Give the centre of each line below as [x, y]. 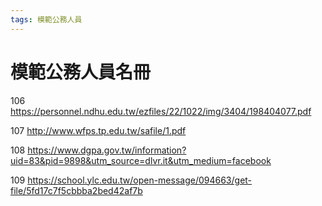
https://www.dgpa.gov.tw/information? [107, 150]
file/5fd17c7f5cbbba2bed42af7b [76, 190]
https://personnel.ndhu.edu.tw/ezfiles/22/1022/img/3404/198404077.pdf [161, 111]
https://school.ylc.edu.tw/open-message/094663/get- [140, 180]
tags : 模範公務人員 [46, 19]
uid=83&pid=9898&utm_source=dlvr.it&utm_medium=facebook [141, 160]
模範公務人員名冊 [81, 72]
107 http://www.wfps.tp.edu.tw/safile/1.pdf [98, 130]
